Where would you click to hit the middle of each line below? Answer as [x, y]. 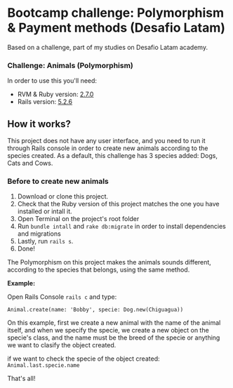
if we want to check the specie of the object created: [84, 359]
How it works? [39, 124]
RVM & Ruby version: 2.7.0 [55, 94]
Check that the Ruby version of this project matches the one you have [118, 204]
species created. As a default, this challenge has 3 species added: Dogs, [113, 156]
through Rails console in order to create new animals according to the [108, 148]
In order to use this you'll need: [52, 81]
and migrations [39, 234]
